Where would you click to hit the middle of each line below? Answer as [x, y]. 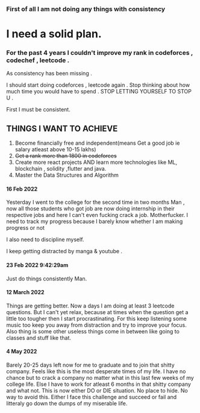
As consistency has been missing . [49, 74]
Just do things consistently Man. [47, 279]
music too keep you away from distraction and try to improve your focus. [96, 325]
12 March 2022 [25, 292]
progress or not [26, 228]
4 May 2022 [22, 352]
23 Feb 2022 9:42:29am [37, 265]
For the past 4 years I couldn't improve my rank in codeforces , [100, 53]
